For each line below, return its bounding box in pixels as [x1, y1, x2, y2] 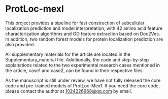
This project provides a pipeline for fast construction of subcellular [5, 20, 145, 26]
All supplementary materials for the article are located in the [5, 51, 131, 57]
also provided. [5, 41, 36, 47]
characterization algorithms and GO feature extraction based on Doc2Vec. [5, 30, 161, 37]
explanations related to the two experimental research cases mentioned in [5, 62, 160, 68]
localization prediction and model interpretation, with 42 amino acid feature [5, 25, 163, 31]
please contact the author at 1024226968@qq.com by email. [5, 88, 132, 94]
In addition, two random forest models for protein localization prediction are [5, 36, 163, 42]
